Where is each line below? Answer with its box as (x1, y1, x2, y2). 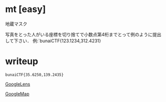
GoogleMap (5, 90, 30, 96)
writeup (5, 56, 39, 67)
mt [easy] (5, 4, 46, 15)
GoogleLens (5, 81, 31, 87)
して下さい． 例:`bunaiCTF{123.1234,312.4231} (5, 38, 101, 44)
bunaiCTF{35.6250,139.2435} (5, 72, 64, 77)
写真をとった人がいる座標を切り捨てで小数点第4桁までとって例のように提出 (5, 31, 161, 37)
